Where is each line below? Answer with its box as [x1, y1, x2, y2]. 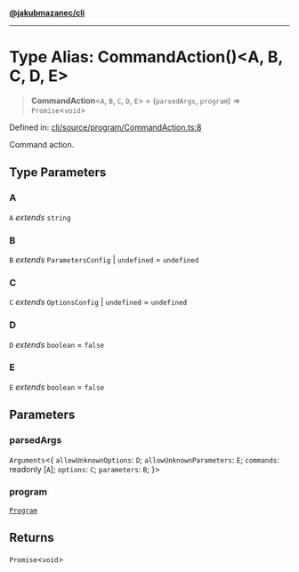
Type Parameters [9, 165, 107, 181]
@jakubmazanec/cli [9, 8, 85, 18]
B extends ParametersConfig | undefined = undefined [9, 254, 199, 265]
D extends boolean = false [9, 339, 105, 350]
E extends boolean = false [9, 382, 105, 392]
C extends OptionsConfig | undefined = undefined [9, 297, 188, 308]
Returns [9, 530, 55, 545]
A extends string [9, 212, 71, 222]
